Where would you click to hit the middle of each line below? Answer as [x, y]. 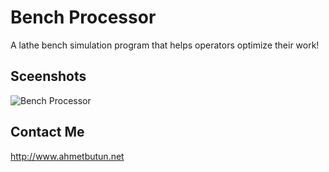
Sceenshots [48, 76]
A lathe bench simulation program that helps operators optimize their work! [165, 45]
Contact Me [47, 132]
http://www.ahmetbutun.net [67, 156]
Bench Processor [83, 17]
